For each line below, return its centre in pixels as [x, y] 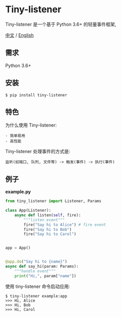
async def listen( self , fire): [48, 215]
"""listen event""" [44, 220]
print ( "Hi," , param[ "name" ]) [45, 276]
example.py [18, 192]
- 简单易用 [15, 136]
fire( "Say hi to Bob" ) [48, 229]
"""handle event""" [35, 271]
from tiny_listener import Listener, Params [53, 201]
